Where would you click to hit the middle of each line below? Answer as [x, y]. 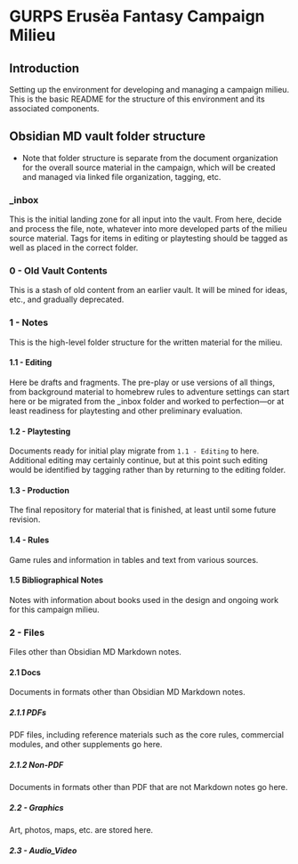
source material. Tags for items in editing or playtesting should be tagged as [149, 239]
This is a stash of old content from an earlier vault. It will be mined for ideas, [148, 290]
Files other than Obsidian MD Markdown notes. [96, 652]
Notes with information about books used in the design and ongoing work [144, 599]
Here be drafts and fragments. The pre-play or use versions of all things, [142, 382]
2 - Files [27, 632]
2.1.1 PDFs [28, 712]
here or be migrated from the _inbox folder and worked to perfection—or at [147, 401]
